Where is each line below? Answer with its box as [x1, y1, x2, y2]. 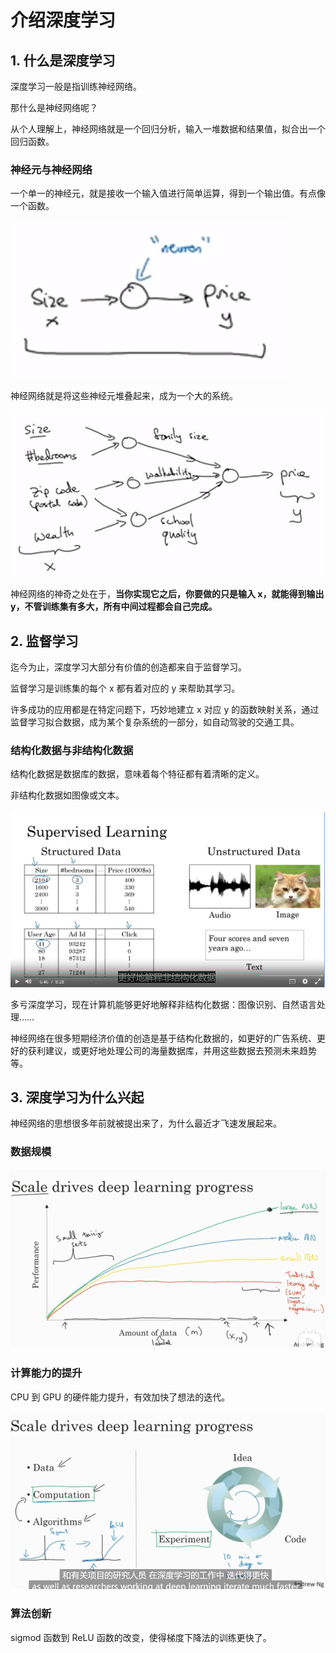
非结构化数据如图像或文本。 [10, 789, 125, 801]
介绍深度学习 [10, 9, 117, 32]
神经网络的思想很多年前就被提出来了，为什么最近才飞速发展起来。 [10, 1117, 282, 1130]
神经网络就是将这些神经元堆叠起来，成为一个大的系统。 [10, 390, 238, 402]
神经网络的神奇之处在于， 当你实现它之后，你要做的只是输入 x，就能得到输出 [10, 588, 325, 600]
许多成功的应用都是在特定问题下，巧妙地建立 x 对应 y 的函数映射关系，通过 [10, 704, 320, 716]
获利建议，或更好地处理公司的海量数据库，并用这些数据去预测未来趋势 [27, 1044, 317, 1056]
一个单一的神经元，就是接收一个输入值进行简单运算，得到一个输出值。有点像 [10, 187, 326, 200]
